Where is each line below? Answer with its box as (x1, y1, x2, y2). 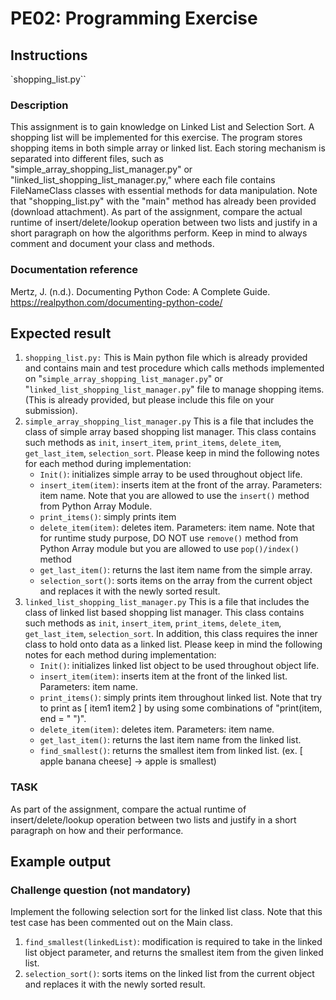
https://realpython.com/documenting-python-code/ (10, 296, 223, 308)
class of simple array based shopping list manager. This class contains (24, 426, 317, 438)
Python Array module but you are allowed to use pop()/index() (39, 543, 300, 555)
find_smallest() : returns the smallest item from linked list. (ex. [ (39, 745, 303, 757)
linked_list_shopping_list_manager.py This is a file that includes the (24, 596, 310, 608)
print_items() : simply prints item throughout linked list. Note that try (39, 692, 323, 704)
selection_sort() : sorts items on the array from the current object (39, 575, 313, 587)
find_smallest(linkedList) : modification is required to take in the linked (24, 936, 323, 948)
